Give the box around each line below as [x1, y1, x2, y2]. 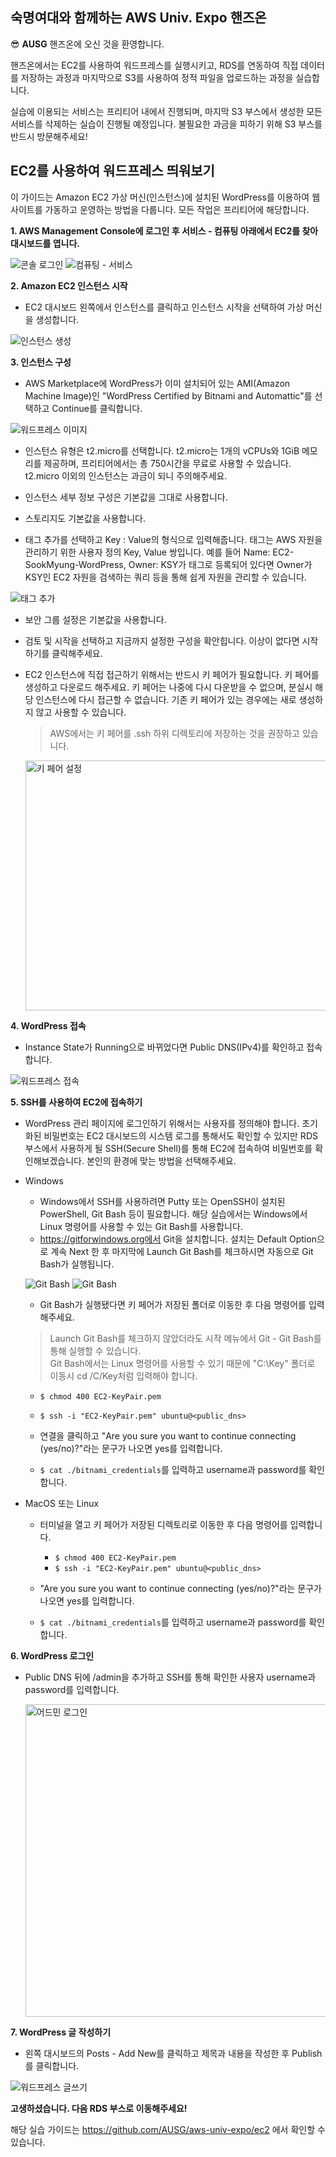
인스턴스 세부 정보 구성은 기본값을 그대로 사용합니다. [24, 491, 228, 503]
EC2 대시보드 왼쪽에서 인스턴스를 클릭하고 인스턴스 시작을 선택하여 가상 [24, 301, 304, 313]
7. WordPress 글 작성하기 [10, 2026, 112, 2038]
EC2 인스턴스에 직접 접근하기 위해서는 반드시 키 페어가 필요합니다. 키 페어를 [24, 668, 320, 680]
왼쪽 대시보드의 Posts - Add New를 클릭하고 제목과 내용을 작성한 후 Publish [24, 2047, 323, 2059]
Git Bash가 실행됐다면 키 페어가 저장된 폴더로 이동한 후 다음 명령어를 [39, 1298, 307, 1310]
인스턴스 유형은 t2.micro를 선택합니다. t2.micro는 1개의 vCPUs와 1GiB [24, 444, 300, 457]
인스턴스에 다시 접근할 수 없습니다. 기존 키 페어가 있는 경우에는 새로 [35, 693, 297, 705]
